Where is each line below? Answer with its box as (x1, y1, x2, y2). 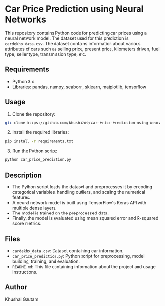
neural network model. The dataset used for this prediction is (5, 35, 129, 41)
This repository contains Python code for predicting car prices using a (5, 30, 147, 36)
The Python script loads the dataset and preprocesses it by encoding (12, 184, 153, 190)
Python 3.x (12, 78, 34, 84)
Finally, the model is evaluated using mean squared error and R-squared (12, 215, 159, 221)
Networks (5, 14, 47, 25)
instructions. (12, 269, 38, 275)
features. (12, 194, 31, 200)
